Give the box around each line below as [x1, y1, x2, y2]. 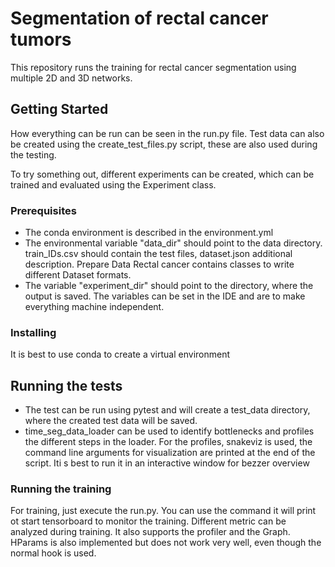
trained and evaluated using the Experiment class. [10, 178, 217, 191]
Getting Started [10, 101, 109, 118]
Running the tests [10, 377, 123, 394]
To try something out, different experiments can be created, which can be [10, 168, 315, 180]
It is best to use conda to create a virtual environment [10, 348, 230, 361]
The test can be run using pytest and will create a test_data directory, [24, 404, 311, 416]
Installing [10, 325, 57, 339]
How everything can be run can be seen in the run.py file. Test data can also [10, 127, 325, 139]
